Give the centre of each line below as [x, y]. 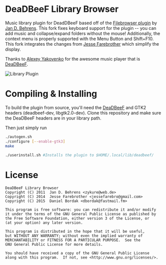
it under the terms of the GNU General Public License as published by [81, 214]
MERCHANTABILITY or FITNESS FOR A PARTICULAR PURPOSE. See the [73, 240]
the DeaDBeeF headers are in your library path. [53, 118]
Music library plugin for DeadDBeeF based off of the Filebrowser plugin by [81, 23]
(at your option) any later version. [44, 223]
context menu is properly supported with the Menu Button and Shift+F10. [80, 39]
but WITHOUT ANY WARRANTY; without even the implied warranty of [74, 236]
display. [13, 49]
